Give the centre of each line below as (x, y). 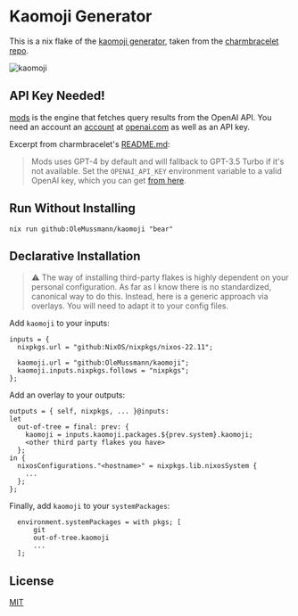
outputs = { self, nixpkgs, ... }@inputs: (89, 412)
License (32, 581)
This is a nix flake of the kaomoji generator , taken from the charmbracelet (144, 41)
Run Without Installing (72, 208)
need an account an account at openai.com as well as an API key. (129, 127)
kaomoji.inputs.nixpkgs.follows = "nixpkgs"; (103, 371)
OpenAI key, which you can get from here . (108, 180)
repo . (19, 50)
